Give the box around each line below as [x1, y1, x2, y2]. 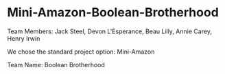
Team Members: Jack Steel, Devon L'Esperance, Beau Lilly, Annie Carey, [7, 27, 213, 35]
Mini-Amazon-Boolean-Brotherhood [7, 5, 220, 20]
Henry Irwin [7, 34, 40, 42]
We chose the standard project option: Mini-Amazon [7, 48, 155, 56]
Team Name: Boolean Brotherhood [7, 60, 105, 69]
